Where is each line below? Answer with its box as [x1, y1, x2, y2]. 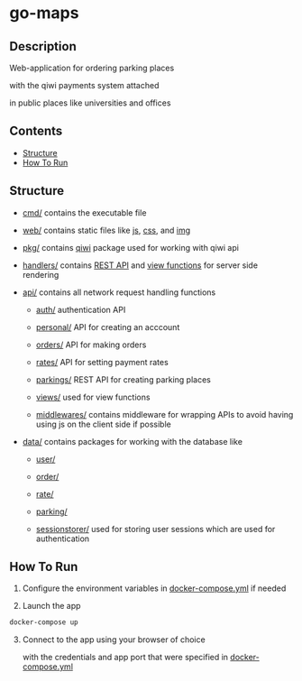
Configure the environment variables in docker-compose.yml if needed [22, 583, 287, 594]
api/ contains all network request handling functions [22, 287, 216, 298]
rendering [22, 269, 59, 280]
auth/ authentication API [35, 304, 126, 315]
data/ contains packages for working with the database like [22, 436, 243, 446]
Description [9, 39, 77, 54]
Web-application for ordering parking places [9, 62, 175, 73]
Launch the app [22, 601, 81, 612]
